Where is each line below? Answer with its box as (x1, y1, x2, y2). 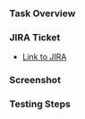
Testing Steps (9, 98, 72, 110)
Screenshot (9, 74, 61, 87)
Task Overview (9, 7, 76, 20)
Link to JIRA (21, 52, 67, 63)
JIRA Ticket (9, 30, 61, 43)
